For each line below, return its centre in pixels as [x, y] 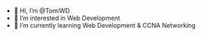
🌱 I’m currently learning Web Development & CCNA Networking [104, 25]
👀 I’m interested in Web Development [67, 18]
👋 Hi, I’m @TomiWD [42, 11]
